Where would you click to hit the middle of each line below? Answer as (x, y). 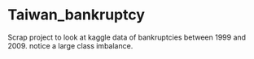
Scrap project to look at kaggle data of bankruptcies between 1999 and (127, 37)
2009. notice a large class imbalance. (70, 45)
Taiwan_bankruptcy (77, 15)
